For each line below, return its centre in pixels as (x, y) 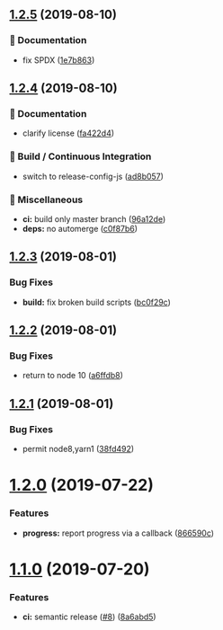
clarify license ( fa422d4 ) (68, 133)
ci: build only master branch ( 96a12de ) (94, 218)
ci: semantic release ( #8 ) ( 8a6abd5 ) (89, 617)
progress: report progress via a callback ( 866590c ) (118, 533)
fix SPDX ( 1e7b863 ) (58, 60)
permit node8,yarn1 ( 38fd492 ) (78, 449)
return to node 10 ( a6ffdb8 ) (73, 376)
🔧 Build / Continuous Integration (80, 156)
